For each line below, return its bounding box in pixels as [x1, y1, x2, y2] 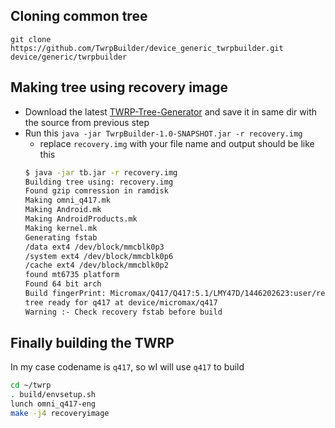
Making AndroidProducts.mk [24, 214, 138, 224]
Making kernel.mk [24, 223, 98, 233]
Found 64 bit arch [24, 279, 102, 289]
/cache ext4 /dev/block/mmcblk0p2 [24, 260, 169, 271]
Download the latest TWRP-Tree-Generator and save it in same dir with [24, 105, 318, 118]
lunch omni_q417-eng [10, 399, 97, 409]
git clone [10, 34, 52, 44]
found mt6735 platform [24, 270, 120, 280]
